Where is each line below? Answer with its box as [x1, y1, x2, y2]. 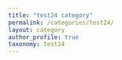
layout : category [8, 26, 65, 34]
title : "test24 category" [8, 11, 93, 19]
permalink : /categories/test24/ [8, 19, 114, 26]
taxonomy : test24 [8, 41, 65, 48]
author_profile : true [8, 33, 79, 41]
